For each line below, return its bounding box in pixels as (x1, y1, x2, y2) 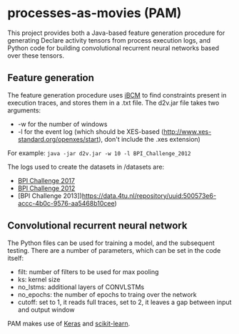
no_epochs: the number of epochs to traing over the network (17, 290, 198, 298)
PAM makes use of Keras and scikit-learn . (7, 319, 131, 328)
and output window (17, 305, 75, 314)
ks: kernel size (17, 275, 61, 283)
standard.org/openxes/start (17, 135, 99, 143)
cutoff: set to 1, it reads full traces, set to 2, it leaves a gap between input (17, 298, 232, 306)
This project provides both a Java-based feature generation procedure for (7, 28, 225, 37)
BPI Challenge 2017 (17, 176, 75, 184)
